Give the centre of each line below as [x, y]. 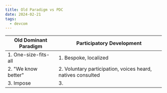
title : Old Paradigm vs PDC [34, 10]
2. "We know [23, 69]
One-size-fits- [31, 55]
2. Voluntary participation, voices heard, [105, 69]
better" [16, 75]
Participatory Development [109, 44]
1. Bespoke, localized [83, 58]
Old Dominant [31, 40]
